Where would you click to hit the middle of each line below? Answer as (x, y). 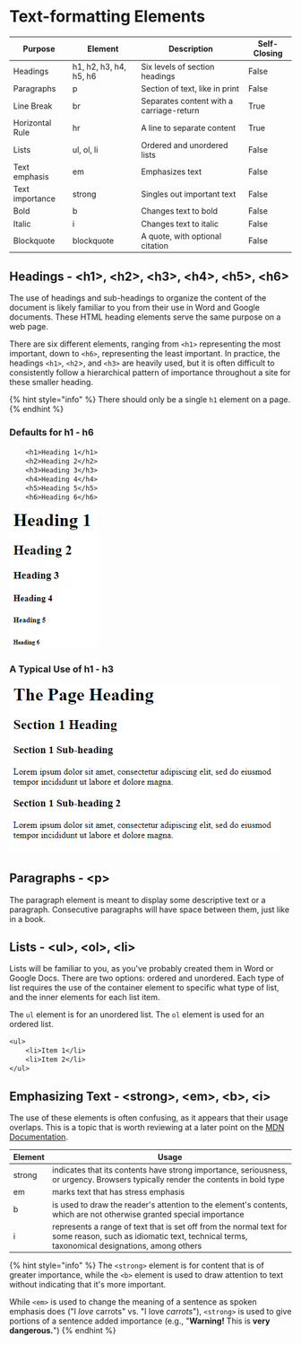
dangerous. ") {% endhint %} (63, 1331)
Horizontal (32, 123)
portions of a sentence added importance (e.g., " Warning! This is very (140, 1321)
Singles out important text (189, 194)
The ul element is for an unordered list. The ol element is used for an (137, 1015)
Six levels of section (178, 66)
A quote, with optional (181, 236)
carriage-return (170, 110)
